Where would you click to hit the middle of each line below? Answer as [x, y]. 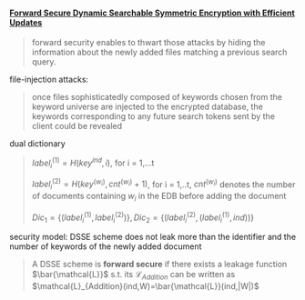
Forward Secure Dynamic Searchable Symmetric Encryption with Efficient [152, 13]
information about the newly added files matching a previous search [159, 52]
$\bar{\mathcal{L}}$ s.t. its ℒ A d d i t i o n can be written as [133, 275]
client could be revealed [77, 126]
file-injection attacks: [49, 80]
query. [44, 62]
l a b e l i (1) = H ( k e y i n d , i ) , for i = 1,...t [93, 163]
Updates [26, 22]
